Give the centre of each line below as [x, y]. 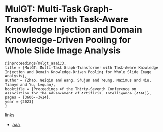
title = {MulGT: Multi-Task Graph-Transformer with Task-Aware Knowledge [82, 67]
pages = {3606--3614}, [28, 97]
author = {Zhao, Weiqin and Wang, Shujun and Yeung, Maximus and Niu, [78, 80]
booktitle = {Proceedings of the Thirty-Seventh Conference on [71, 89]
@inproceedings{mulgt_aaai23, [36, 63]
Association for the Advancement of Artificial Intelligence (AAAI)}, [78, 93]
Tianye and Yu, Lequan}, [30, 85]
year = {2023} [20, 102]
